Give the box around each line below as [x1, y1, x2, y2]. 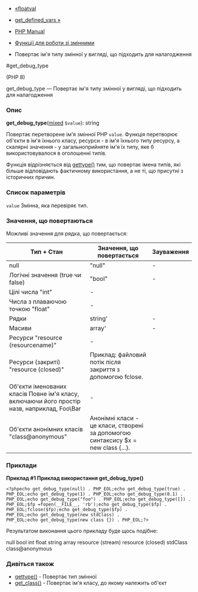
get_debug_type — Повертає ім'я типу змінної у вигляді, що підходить [6, 85, 182, 92]
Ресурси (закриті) [9, 358, 61, 366]
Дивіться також [6, 560, 54, 568]
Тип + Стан [30, 247, 63, 256]
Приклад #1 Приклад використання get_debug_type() [6, 475, 144, 482]
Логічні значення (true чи [9, 271, 81, 279]
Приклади [6, 461, 37, 469]
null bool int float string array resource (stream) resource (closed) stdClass [6, 539, 188, 546]
